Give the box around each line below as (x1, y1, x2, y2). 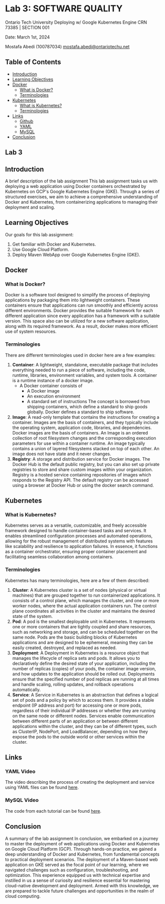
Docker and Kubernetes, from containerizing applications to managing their (5, 199, 158, 205)
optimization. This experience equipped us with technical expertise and (5, 872, 150, 878)
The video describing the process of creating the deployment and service (5, 779, 155, 785)
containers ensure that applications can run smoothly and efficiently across (5, 302, 159, 308)
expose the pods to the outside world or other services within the (12, 733, 145, 740)
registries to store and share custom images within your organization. (12, 467, 153, 472)
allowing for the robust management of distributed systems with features (5, 538, 153, 544)
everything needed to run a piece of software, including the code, (12, 367, 146, 373)
